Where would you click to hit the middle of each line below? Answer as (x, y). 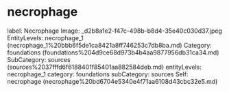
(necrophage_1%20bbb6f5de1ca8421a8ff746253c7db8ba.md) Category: (110, 45)
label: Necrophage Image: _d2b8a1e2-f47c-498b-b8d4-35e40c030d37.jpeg (115, 31)
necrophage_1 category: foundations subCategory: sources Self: (98, 74)
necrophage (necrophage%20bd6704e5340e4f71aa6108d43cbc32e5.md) (112, 81)
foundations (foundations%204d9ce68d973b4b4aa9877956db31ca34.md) (113, 52)
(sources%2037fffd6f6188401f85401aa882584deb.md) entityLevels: (105, 67)
